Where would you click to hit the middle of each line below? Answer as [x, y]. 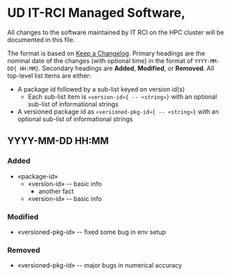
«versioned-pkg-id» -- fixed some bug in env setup [92, 232]
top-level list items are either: [49, 76]
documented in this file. [41, 39]
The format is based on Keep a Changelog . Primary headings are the [106, 53]
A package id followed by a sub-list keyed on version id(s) [101, 89]
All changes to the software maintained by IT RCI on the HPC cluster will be [115, 32]
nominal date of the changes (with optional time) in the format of [100, 60]
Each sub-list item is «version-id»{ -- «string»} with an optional [122, 97]
